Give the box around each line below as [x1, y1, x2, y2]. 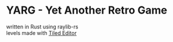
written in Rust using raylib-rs [6, 23, 78, 30]
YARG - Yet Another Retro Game [6, 4, 168, 17]
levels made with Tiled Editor [6, 29, 77, 36]
